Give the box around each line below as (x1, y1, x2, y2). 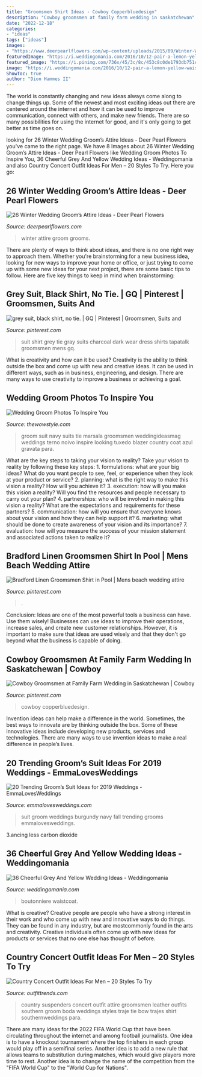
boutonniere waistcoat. (20, 897, 78, 905)
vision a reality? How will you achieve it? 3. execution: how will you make (6, 482, 186, 489)
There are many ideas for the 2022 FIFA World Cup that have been (6, 1025, 171, 1032)
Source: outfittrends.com (6, 989, 68, 996)
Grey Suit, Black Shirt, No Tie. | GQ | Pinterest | (6, 289, 185, 300)
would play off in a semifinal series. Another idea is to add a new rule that (6, 1044, 188, 1052)
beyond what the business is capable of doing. (6, 637, 122, 644)
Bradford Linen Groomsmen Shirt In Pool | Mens (6, 551, 188, 561)
